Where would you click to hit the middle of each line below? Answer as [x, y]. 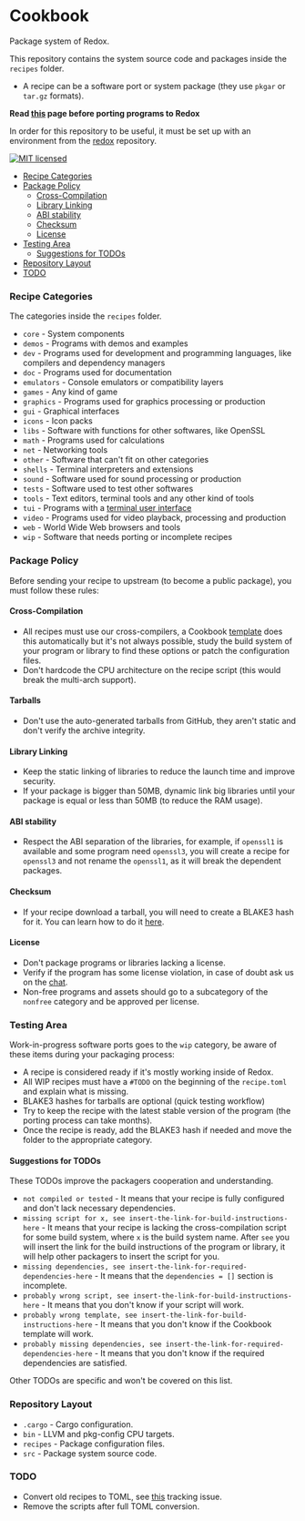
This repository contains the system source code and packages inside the [148, 58]
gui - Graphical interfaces [71, 412]
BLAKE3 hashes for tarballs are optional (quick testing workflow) [144, 1101]
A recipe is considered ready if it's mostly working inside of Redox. [148, 1072]
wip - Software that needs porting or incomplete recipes [127, 537]
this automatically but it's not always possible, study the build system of [158, 641]
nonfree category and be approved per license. [111, 1001]
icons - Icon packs [57, 421]
